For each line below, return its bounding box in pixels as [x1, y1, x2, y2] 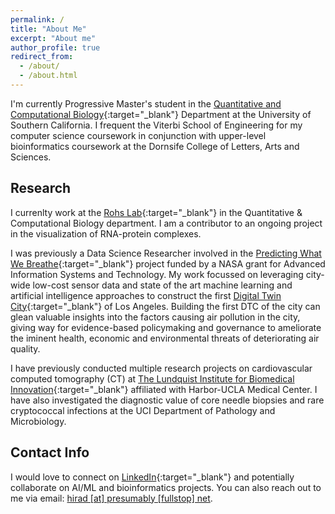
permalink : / [10, 14, 65, 25]
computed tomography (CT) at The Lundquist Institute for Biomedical [10, 372, 295, 385]
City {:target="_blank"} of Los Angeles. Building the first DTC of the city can [10, 300, 321, 312]
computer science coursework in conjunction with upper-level [10, 129, 267, 141]
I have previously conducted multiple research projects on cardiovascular [10, 362, 313, 374]
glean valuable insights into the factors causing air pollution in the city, [10, 311, 301, 323]
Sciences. [10, 151, 52, 163]
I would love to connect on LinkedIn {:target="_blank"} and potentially [10, 471, 295, 483]
